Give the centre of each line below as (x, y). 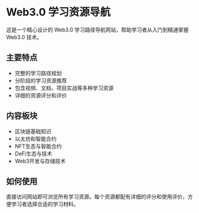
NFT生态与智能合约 (38, 146)
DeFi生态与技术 (33, 153)
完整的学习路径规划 (38, 73)
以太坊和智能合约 (36, 139)
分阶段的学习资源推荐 (41, 80)
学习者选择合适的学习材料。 (45, 204)
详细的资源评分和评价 (41, 95)
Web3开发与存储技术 (40, 161)
